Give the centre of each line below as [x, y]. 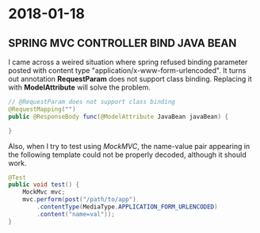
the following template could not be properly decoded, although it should [128, 155]
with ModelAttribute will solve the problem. [79, 87]
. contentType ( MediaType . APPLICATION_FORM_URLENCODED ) [127, 207]
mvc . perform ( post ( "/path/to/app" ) [79, 200]
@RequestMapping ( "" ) [42, 109]
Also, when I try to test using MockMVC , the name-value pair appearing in [129, 146]
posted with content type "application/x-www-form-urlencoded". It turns [127, 71]
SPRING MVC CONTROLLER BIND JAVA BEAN [122, 43]
